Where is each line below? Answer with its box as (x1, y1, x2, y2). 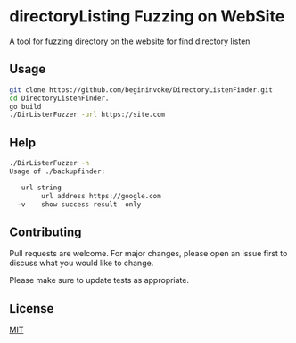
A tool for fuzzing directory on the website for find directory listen (9, 36, 251, 46)
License (9, 301, 54, 316)
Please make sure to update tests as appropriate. (9, 275, 190, 286)
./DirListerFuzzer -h (9, 159, 90, 168)
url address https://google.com (41, 191, 162, 200)
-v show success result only (17, 199, 142, 209)
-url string (17, 183, 62, 192)
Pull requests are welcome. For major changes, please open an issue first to (9, 248, 288, 259)
